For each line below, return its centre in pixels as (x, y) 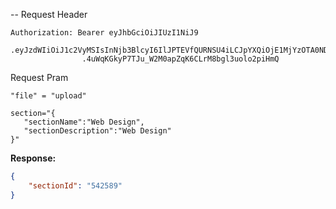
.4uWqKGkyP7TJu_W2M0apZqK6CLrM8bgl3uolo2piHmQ (180, 59)
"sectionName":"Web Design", (84, 122)
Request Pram (39, 77)
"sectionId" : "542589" (75, 185)
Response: (33, 158)
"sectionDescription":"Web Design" (97, 131)
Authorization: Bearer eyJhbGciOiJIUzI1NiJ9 (104, 33)
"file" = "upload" (48, 96)
